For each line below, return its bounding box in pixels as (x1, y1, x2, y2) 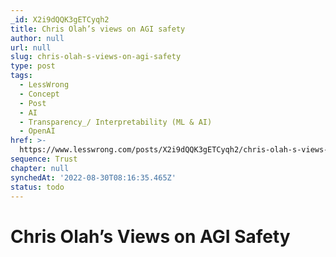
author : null (10, 33, 65, 43)
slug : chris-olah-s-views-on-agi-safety (10, 52, 182, 62)
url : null (10, 42, 52, 53)
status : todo (10, 182, 65, 192)
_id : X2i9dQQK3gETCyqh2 (10, 14, 110, 25)
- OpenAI (19, 126, 56, 136)
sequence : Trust (10, 154, 78, 164)
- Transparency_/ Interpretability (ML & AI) (19, 117, 213, 127)
